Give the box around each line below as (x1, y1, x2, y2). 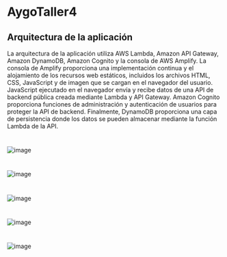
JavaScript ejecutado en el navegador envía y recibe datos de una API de (7, 86, 214, 94)
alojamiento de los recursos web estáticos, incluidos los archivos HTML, (7, 71, 211, 79)
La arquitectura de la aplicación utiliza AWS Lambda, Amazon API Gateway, (7, 49, 219, 57)
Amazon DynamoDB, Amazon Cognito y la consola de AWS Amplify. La (7, 57, 206, 65)
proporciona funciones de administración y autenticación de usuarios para (7, 100, 217, 108)
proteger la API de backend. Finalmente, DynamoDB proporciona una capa (7, 107, 217, 116)
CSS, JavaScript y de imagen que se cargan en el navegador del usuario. (7, 79, 213, 86)
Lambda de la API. (7, 122, 59, 130)
